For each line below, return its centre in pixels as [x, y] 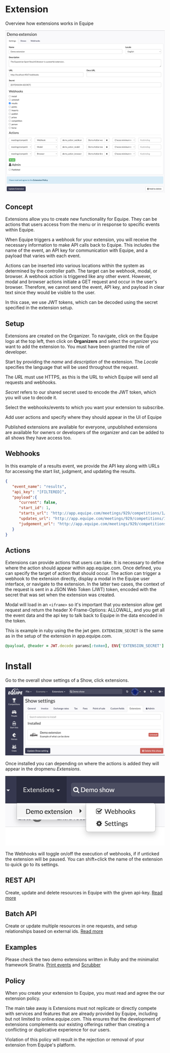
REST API [20, 881]
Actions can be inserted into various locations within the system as [75, 266]
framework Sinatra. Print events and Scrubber [53, 965]
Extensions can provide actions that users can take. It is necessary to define [85, 563]
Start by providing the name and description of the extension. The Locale [82, 362]
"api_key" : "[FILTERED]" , [39, 492]
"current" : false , [38, 502]
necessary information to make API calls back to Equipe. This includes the [82, 245]
